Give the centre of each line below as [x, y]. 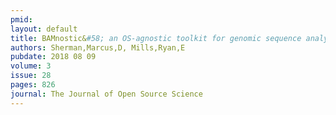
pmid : [21, 19]
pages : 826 [33, 85]
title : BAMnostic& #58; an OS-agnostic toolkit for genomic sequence [156, 38]
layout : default [44, 29]
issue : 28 [31, 76]
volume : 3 [31, 66]
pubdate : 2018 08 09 [53, 57]
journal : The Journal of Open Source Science [106, 94]
